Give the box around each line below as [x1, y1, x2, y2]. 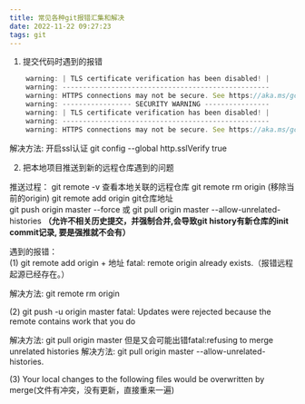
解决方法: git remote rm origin [9, 288, 120, 299]
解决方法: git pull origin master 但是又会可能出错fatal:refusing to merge [9, 334, 274, 345]
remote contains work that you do [9, 315, 136, 327]
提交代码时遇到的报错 [22, 56, 103, 67]
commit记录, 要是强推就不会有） [9, 226, 131, 237]
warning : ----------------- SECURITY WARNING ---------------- [25, 100, 271, 109]
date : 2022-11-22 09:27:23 [9, 22, 112, 31]
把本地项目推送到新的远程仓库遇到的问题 [22, 162, 174, 172]
